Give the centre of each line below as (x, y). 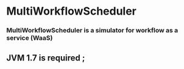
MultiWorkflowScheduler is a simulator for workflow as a (92, 31)
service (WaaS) (30, 38)
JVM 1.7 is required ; (46, 58)
